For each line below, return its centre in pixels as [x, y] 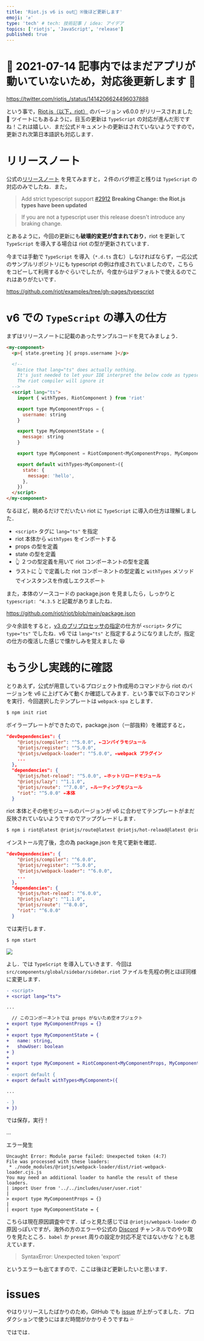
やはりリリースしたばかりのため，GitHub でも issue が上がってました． [95, 1312]
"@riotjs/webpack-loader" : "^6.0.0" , [65, 871]
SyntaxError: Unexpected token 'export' [71, 1257]
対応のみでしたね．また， [38, 187]
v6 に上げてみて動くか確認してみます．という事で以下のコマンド [115, 693]
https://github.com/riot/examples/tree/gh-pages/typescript [80, 291]
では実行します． [28, 928]
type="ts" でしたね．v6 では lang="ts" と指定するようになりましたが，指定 [101, 633]
